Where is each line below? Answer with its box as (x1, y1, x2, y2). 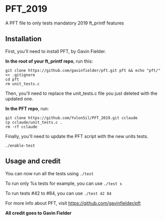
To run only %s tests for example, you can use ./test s (5, 180, 122, 186)
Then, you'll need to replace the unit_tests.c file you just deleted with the (5, 90, 158, 96)
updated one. (5, 95, 34, 102)
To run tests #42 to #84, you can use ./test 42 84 (5, 190, 112, 196)
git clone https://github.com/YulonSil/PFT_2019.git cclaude (5, 115, 138, 120)
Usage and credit (5, 157, 61, 165)
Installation (5, 35, 42, 43)
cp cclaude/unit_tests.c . (5, 120, 63, 125)
